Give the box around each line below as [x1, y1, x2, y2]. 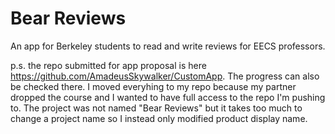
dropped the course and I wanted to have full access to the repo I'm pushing [10, 91, 326, 103]
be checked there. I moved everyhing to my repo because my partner [10, 80, 297, 92]
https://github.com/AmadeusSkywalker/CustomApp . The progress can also [10, 70, 320, 82]
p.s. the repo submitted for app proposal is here [10, 59, 207, 71]
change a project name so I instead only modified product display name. [10, 112, 308, 124]
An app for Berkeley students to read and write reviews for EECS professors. [10, 40, 326, 52]
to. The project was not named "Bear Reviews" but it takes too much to [10, 102, 303, 114]
